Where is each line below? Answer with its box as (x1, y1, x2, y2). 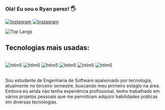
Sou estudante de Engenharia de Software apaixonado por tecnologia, (5, 78, 152, 84)
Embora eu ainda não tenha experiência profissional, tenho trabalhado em (5, 88, 160, 94)
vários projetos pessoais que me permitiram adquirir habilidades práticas (5, 94, 158, 100)
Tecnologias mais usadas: (5, 43, 90, 52)
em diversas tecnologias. (5, 99, 58, 105)
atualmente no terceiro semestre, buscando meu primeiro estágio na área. (5, 83, 160, 89)
